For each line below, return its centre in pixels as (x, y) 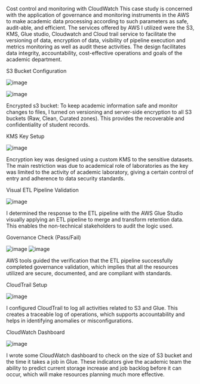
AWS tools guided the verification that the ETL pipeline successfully (90, 260)
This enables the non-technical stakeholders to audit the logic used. (90, 226)
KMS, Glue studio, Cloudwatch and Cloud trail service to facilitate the (91, 34)
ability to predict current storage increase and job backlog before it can (94, 368)
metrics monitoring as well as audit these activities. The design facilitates (96, 47)
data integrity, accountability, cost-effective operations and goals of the (94, 53)
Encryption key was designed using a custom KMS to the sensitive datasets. (100, 159)
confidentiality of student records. (48, 125)
